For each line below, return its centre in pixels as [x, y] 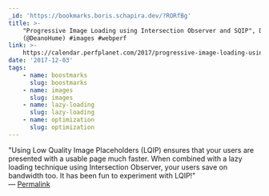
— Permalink [29, 184]
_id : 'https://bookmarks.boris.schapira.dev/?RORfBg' [100, 16]
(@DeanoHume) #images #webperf [75, 38]
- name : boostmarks [55, 75]
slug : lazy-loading [62, 113]
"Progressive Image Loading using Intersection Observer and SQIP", [139, 30]
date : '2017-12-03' [41, 61]
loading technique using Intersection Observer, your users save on [118, 167]
